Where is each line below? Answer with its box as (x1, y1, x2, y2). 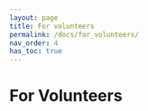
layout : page (9, 13, 59, 23)
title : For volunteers (9, 22, 95, 31)
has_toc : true (9, 47, 63, 56)
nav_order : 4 (9, 38, 59, 48)
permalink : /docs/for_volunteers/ (9, 30, 140, 39)
